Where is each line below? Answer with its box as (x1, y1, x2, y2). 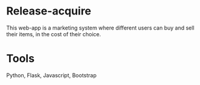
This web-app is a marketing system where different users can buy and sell (6, 24, 195, 31)
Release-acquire (6, 4, 92, 18)
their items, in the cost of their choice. (6, 30, 101, 37)
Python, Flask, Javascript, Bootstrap (6, 71, 97, 79)
